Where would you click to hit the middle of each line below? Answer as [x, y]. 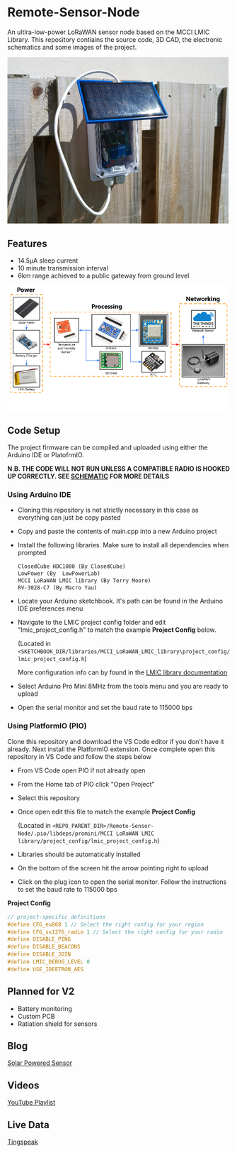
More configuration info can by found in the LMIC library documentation [122, 672]
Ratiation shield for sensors [57, 1024]
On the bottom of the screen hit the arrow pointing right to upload [113, 868]
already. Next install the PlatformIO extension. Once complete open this [111, 749]
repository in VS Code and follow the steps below [80, 756]
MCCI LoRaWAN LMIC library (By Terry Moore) [84, 581]
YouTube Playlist [31, 1103]
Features [27, 243]
